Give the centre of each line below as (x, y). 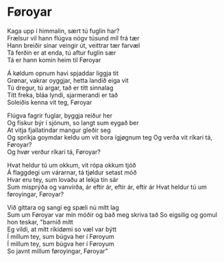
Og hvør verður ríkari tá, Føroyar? (54, 152)
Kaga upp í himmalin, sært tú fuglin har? (63, 31)
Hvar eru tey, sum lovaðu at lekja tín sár (63, 179)
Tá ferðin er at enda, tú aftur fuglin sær (62, 53)
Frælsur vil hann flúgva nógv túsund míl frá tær (73, 38)
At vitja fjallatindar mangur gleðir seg (59, 130)
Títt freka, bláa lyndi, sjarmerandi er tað (63, 95)
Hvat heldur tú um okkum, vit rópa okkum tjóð (72, 165)
